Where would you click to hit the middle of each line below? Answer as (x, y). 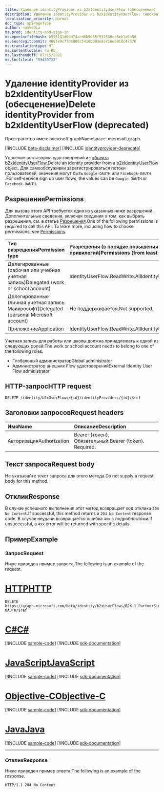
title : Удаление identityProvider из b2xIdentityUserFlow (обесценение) (81, 10)
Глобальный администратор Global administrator (62, 361)
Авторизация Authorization (38, 441)
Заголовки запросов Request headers (64, 413)
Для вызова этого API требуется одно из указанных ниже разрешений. (79, 211)
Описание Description (100, 427)
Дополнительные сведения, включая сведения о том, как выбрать (75, 216)
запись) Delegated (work (36, 282)
